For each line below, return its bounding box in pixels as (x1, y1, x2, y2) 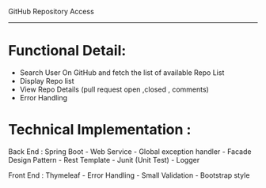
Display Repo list (19, 76, 74, 85)
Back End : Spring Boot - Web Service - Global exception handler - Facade (8, 146, 252, 156)
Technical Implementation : (8, 121, 192, 139)
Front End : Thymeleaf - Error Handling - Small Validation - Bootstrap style (8, 170, 250, 180)
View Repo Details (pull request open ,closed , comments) (19, 85, 210, 94)
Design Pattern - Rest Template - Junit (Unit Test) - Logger (8, 155, 200, 164)
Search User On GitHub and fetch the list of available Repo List (19, 67, 225, 77)
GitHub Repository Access (8, 7, 95, 16)
